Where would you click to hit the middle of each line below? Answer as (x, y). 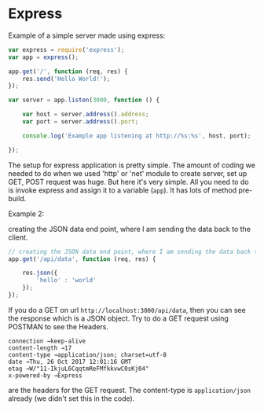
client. (18, 237)
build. (17, 198)
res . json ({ (40, 273)
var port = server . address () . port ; (81, 122)
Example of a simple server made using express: (87, 35)
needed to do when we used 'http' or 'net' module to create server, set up (128, 173)
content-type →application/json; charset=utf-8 (88, 354)
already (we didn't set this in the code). (71, 398)
